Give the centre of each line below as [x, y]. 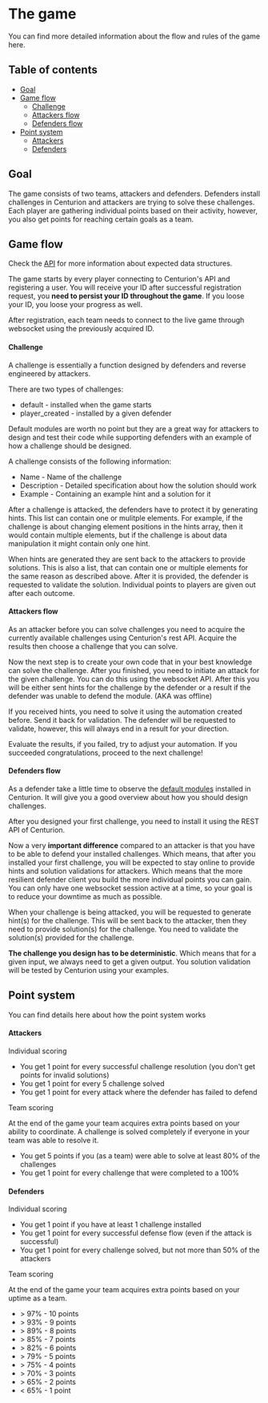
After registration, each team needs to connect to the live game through [126, 320]
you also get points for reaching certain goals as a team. [101, 219]
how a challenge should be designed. [70, 445]
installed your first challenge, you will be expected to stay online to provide [132, 862]
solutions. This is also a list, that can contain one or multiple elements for [128, 567]
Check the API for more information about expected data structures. [120, 264]
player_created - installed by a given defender [96, 413]
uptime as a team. [38, 1298]
